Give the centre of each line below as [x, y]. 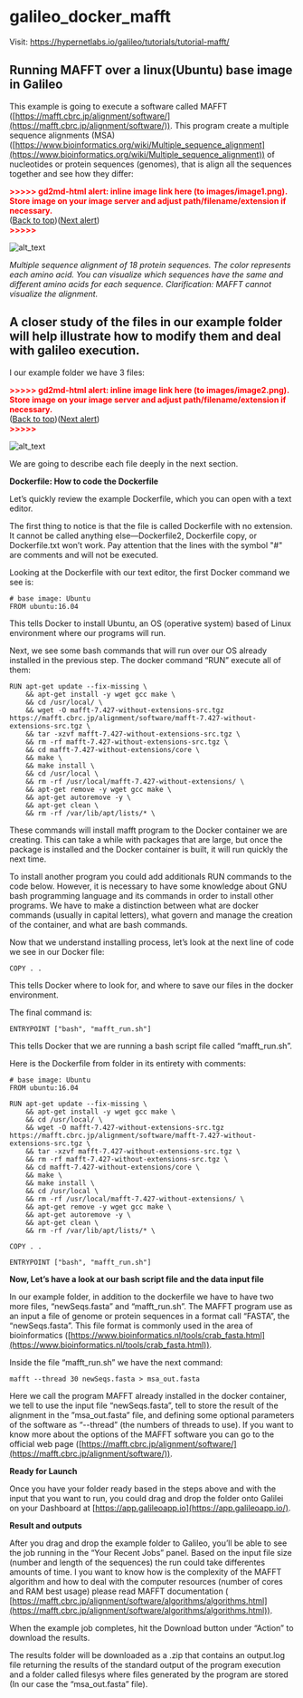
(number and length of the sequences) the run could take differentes [137, 1562]
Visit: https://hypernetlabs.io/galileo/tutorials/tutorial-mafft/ [119, 42]
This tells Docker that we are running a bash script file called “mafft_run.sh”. [151, 1046]
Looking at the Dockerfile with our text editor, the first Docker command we [150, 572]
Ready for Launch [43, 1471]
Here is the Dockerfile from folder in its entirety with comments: [128, 1063]
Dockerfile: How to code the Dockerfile [84, 481]
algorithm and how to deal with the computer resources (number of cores [146, 1581]
